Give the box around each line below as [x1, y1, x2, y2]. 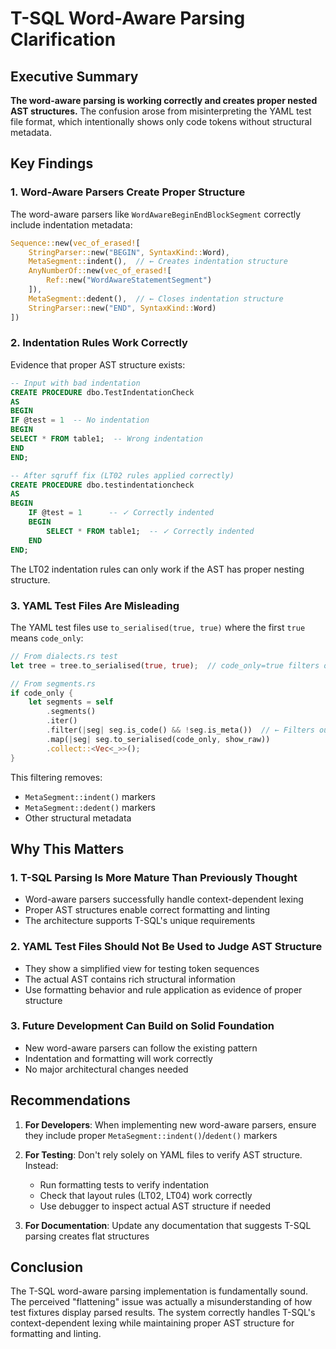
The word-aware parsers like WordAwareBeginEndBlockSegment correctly [10, 208, 302, 220]
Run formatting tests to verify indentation [39, 1178, 210, 1191]
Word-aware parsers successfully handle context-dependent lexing [24, 893, 304, 906]
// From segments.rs [10, 678, 97, 689]
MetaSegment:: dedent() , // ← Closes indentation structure [28, 293, 284, 304]
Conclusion [10, 1259, 84, 1276]
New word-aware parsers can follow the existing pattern [24, 1042, 258, 1054]
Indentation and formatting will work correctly [24, 1052, 213, 1064]
